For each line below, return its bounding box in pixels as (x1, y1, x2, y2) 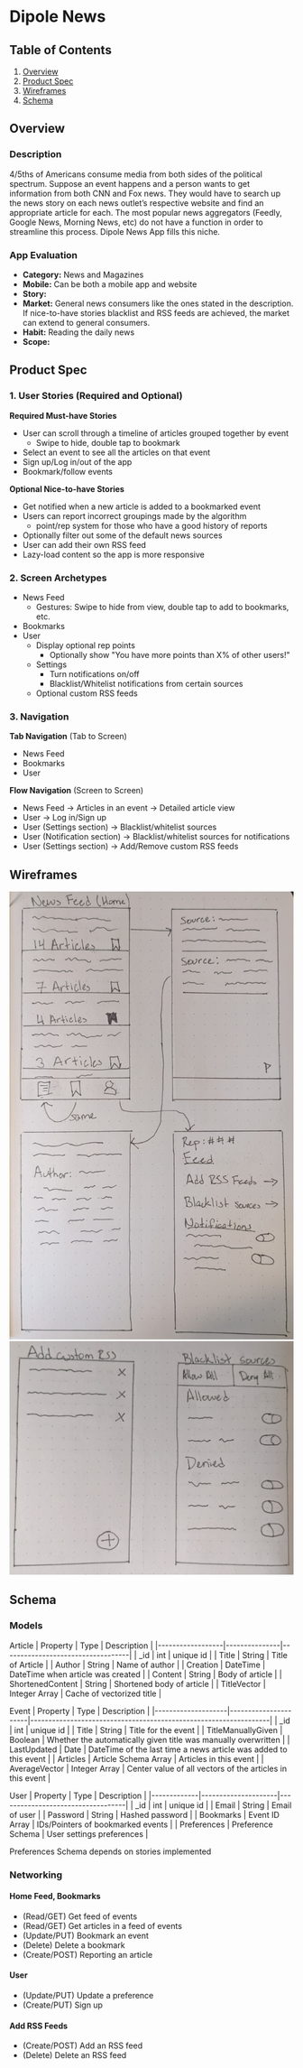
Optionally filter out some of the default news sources (22, 530, 223, 541)
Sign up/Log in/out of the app (22, 456, 133, 467)
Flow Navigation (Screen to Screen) (9, 785, 144, 796)
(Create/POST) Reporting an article (22, 1949, 153, 1960)
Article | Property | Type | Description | (9, 1640, 153, 1651)
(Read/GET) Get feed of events (22, 1911, 138, 1922)
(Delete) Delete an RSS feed (22, 2050, 127, 2061)
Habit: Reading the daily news (22, 327, 135, 338)
